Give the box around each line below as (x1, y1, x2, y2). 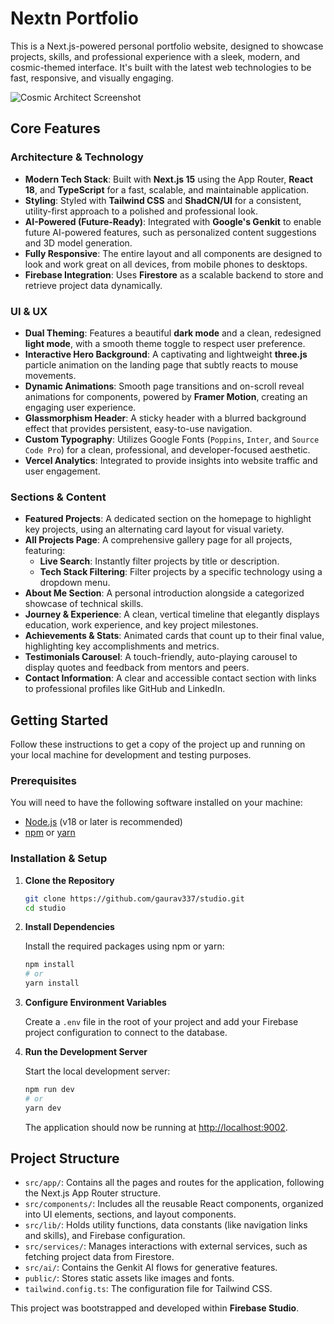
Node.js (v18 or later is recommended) (24, 816, 183, 828)
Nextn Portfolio (10, 7, 139, 30)
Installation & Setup (10, 852, 108, 866)
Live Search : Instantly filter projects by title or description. (39, 555, 280, 567)
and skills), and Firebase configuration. (24, 1230, 186, 1242)
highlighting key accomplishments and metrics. (24, 640, 220, 652)
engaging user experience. (24, 401, 137, 413)
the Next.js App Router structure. (24, 1187, 162, 1199)
